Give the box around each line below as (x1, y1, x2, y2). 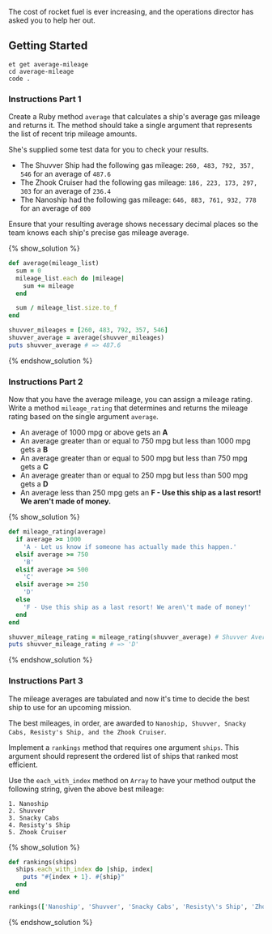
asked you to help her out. (8, 15, 96, 25)
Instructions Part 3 (8, 675, 83, 687)
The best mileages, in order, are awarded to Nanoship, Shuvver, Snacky (8, 718, 247, 728)
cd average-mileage (8, 67, 74, 75)
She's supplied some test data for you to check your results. (8, 145, 209, 155)
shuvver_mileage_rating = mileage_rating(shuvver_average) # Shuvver (8, 632, 249, 641)
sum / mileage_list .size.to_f (15, 304, 117, 312)
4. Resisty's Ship (8, 820, 70, 829)
